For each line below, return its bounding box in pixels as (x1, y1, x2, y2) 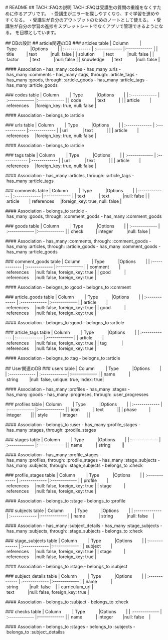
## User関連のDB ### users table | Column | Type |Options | (5, 365, 161, 371)
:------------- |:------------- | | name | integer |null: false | (6, 614, 151, 620)
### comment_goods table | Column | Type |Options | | (5, 259, 150, 265)
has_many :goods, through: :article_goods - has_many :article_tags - (6, 77, 148, 83)
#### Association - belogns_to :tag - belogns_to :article (5, 355, 120, 361)
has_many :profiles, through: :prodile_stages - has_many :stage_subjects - (6, 457, 160, 463)
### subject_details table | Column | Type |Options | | (5, 573, 146, 579)
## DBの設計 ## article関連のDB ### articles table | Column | (5, 40, 141, 46)
